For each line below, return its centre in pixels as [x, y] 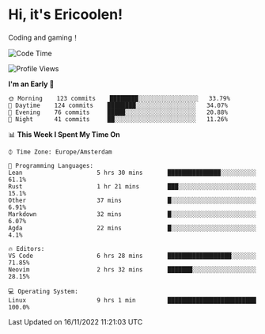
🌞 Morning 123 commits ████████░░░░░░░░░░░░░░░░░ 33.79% [119, 98]
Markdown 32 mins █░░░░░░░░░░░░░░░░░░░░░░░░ [132, 214]
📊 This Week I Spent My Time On [64, 134]
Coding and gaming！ [44, 37]
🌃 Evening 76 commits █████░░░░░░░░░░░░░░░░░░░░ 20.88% [118, 112]
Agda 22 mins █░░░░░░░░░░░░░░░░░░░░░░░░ [132, 228]
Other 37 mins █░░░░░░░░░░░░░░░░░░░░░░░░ [132, 200]
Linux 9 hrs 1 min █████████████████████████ [132, 300]
